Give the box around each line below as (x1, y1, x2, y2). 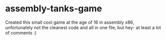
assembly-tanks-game (5, 3, 102, 14)
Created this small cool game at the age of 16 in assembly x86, (5, 19, 134, 25)
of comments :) (5, 30, 36, 36)
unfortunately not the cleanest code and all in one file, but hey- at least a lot (5, 24, 161, 30)
